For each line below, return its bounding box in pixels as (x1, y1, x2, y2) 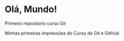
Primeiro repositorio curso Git (5, 20, 66, 26)
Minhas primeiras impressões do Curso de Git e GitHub (5, 30, 119, 36)
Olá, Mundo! (5, 4, 57, 15)
